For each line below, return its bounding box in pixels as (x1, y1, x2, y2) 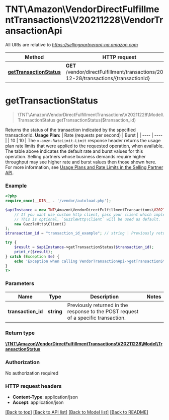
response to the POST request (67, 308, 139, 315)
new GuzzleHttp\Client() (14, 221, 66, 226)
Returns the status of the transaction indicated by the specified (5, 127, 136, 133)
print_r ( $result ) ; (14, 249, 53, 254)
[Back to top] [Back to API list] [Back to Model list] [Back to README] (5, 409, 148, 415)
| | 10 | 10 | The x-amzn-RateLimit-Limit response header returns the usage (5, 137, 161, 143)
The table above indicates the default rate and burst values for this (5, 148, 143, 154)
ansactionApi (5, 25, 62, 36)
